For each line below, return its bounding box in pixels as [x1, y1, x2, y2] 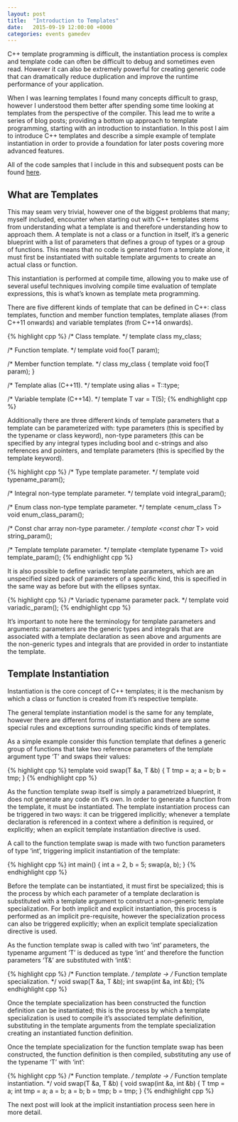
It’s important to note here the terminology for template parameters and [7, 617, 216, 626]
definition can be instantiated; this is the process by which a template [7, 1006, 211, 1015]
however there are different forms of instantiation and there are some [7, 716, 210, 724]
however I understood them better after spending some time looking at [7, 101, 215, 110]
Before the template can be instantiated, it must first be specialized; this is [7, 882, 225, 890]
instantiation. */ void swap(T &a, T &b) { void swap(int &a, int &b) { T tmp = [7, 1079, 225, 1087]
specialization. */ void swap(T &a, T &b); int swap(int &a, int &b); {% [7, 977, 205, 985]
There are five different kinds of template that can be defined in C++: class [7, 303, 227, 312]
